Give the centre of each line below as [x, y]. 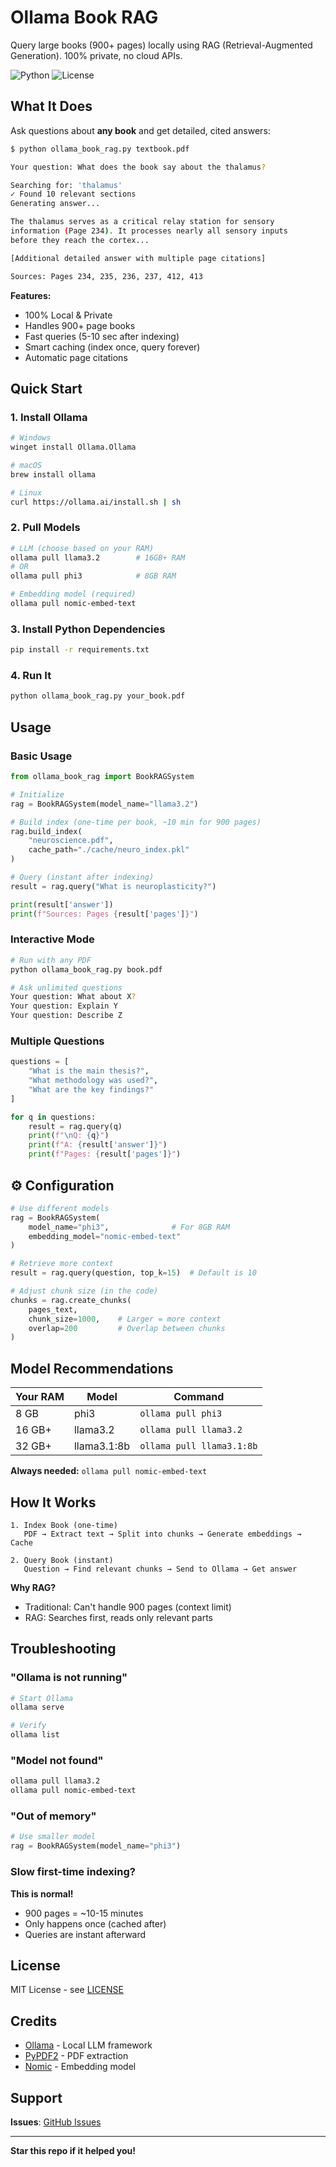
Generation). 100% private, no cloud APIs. [96, 55]
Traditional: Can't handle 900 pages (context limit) [128, 1607]
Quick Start [46, 388]
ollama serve [37, 1707]
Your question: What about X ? [73, 997]
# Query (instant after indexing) [82, 877]
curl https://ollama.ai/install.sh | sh [96, 502]
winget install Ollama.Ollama [73, 447]
